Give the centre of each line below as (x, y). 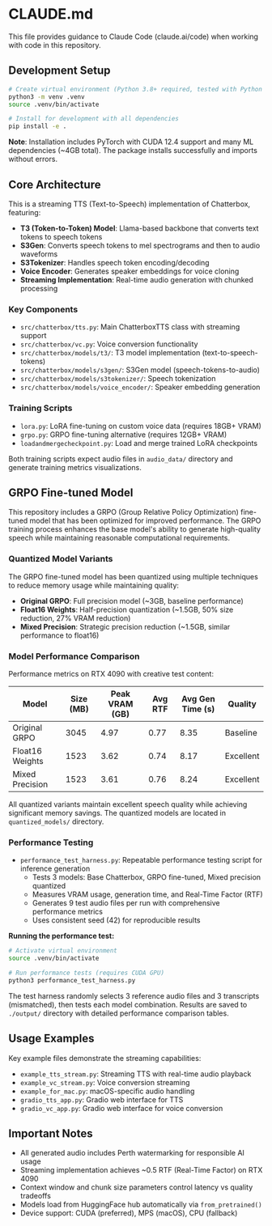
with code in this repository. (55, 45)
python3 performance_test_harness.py (72, 980)
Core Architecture (55, 184)
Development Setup (59, 71)
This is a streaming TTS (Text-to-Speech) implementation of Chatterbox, (130, 204)
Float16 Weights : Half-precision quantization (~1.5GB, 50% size (127, 609)
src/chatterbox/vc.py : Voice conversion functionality (109, 344)
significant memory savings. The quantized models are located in (117, 812)
